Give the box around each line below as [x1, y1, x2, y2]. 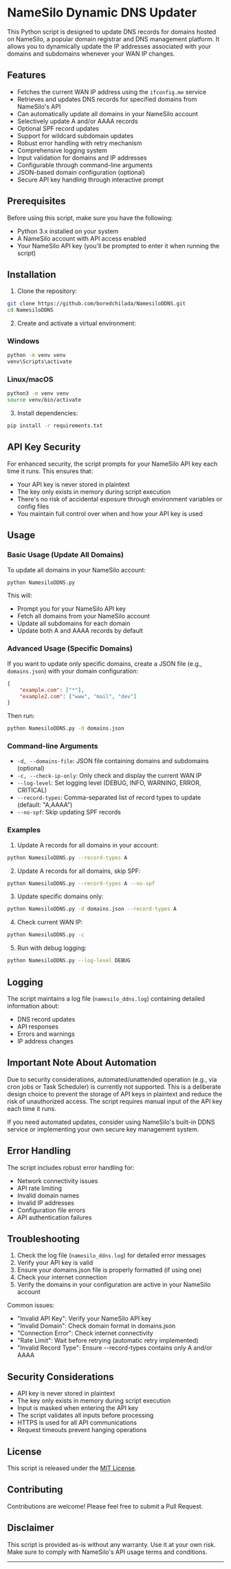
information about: [7, 1002, 60, 1010]
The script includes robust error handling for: [7, 1163, 135, 1171]
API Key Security [7, 442, 81, 453]
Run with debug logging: [16, 944, 87, 952]
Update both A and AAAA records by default [16, 627, 143, 635]
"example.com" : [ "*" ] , [19, 686, 85, 693]
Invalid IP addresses [16, 1198, 74, 1206]
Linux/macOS [7, 375, 54, 385]
